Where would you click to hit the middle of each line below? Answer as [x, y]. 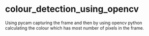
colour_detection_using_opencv [72, 9]
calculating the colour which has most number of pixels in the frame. [74, 28]
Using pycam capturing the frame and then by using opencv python [74, 23]
